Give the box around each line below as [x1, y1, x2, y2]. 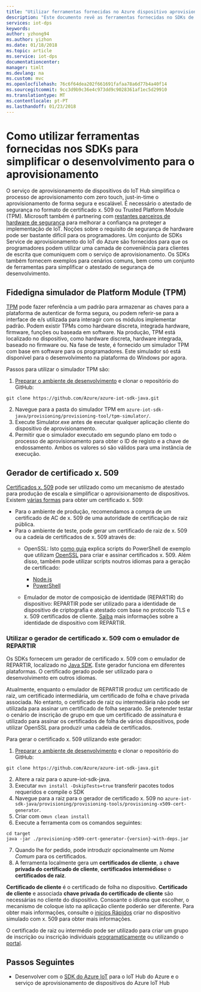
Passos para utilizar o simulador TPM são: [6, 366, 110, 373]
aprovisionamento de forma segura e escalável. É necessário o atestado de [6, 200, 192, 207]
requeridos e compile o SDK [14, 788, 85, 796]
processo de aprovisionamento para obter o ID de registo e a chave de [14, 438, 190, 445]
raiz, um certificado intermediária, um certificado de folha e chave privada [6, 692, 190, 700]
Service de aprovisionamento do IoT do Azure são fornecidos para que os [6, 238, 188, 246]
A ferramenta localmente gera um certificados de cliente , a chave [14, 859, 179, 866]
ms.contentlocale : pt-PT [6, 98, 68, 104]
